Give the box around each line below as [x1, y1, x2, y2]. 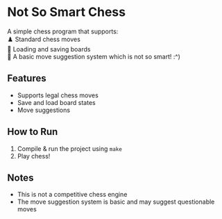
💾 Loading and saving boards [7, 44, 91, 53]
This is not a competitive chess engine [17, 190, 128, 199]
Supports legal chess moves [17, 91, 99, 99]
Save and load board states [17, 98, 96, 106]
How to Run [7, 126, 58, 138]
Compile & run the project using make [17, 144, 123, 153]
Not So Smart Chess [7, 4, 126, 20]
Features [7, 72, 46, 84]
